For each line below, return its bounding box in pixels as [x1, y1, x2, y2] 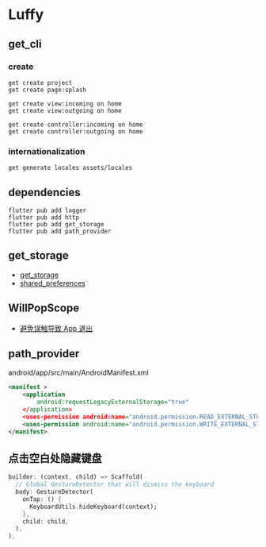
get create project [8, 79, 73, 87]
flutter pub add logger [8, 206, 87, 214]
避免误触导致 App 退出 [19, 323, 93, 333]
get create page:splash [8, 86, 87, 94]
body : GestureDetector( [15, 488, 93, 496]
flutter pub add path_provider [8, 227, 112, 235]
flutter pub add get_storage [8, 220, 104, 228]
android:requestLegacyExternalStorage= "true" [36, 399, 190, 406]
